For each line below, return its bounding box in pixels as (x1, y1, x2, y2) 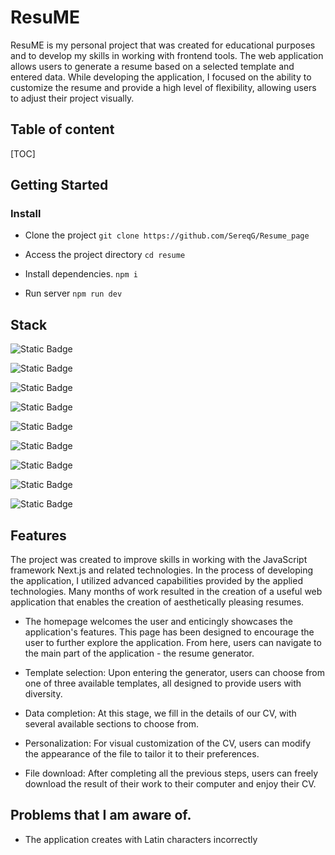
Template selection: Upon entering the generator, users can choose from (24, 667, 326, 679)
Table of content (10, 121, 115, 138)
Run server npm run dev (24, 287, 123, 300)
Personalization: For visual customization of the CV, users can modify (24, 737, 312, 750)
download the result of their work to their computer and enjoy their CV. (24, 778, 317, 790)
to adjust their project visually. (10, 92, 135, 104)
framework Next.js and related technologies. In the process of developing (10, 564, 314, 576)
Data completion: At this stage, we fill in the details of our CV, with (24, 707, 297, 720)
